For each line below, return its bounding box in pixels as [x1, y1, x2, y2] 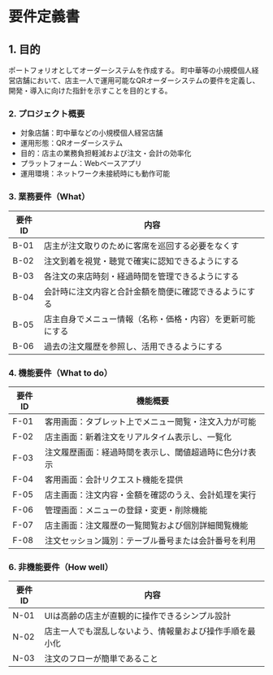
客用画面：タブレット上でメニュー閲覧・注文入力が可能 [44, 416, 257, 427]
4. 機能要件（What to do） [8, 367, 113, 378]
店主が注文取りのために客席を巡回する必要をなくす [43, 240, 240, 251]
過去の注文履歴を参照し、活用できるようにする [43, 341, 223, 352]
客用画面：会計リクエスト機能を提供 [44, 473, 184, 485]
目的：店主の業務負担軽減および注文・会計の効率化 [19, 148, 192, 159]
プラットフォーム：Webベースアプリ [19, 159, 142, 168]
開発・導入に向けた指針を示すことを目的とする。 [8, 86, 172, 95]
